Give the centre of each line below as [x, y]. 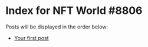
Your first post [31, 38]
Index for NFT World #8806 [74, 11]
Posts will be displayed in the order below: [57, 27]
